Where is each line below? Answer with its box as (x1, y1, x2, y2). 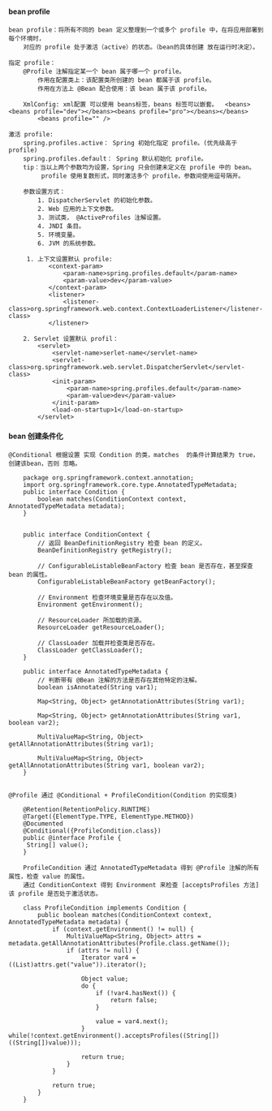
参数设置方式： (23, 187, 66, 196)
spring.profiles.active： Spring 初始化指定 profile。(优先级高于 (23, 139, 238, 148)
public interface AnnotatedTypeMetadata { (23, 668, 169, 676)
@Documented (23, 820, 63, 828)
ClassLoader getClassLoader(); (37, 646, 144, 655)
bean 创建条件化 (8, 431, 63, 441)
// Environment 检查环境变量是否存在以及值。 (37, 593, 177, 602)
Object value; (80, 975, 129, 984)
